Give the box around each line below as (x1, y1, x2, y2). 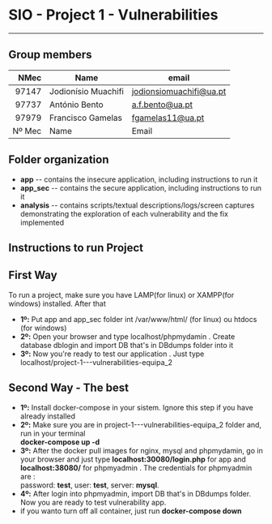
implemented (19, 217, 65, 227)
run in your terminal (19, 428, 86, 438)
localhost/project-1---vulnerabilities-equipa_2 (19, 357, 172, 367)
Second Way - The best (8, 381, 130, 395)
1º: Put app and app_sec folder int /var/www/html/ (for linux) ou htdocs (19, 314, 257, 324)
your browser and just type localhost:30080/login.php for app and (19, 454, 247, 464)
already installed (19, 411, 75, 421)
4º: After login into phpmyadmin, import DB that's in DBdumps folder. (19, 488, 252, 498)
